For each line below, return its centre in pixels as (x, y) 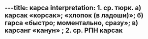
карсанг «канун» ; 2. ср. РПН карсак (64, 31)
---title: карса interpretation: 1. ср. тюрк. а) (73, 8)
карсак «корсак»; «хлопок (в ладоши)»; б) (74, 16)
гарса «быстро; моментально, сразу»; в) (72, 23)
